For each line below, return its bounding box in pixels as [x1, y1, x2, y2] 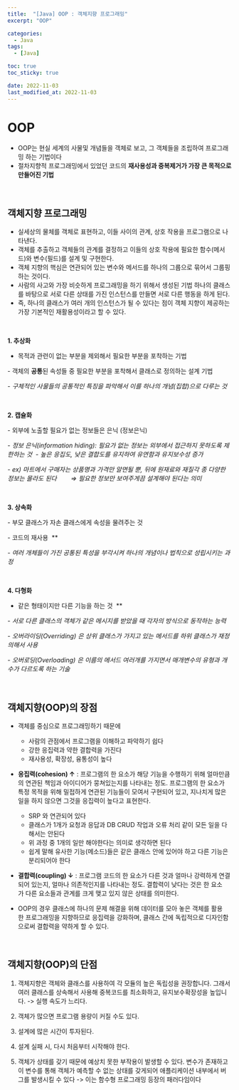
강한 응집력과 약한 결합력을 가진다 [28, 746, 122, 754]
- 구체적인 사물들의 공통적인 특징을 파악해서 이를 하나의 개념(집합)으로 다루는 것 [7, 382, 228, 390]
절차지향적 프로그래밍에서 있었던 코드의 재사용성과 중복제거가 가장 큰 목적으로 [17, 162, 232, 170]
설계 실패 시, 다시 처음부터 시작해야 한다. [17, 1042, 130, 1051]
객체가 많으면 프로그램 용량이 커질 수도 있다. [17, 1012, 140, 1020]
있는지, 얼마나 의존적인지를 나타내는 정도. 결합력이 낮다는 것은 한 [31, 881, 210, 889]
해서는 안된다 [28, 829, 65, 838]
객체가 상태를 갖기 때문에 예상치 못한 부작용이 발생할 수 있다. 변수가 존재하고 [17, 1057, 229, 1066]
